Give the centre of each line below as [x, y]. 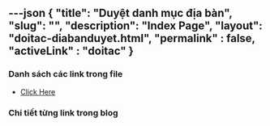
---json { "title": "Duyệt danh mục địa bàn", [120, 13]
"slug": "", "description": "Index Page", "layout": [136, 26]
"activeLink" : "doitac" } [71, 51]
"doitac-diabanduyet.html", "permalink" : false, [132, 38]
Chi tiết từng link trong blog [64, 112]
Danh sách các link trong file [66, 74]
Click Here [38, 91]
